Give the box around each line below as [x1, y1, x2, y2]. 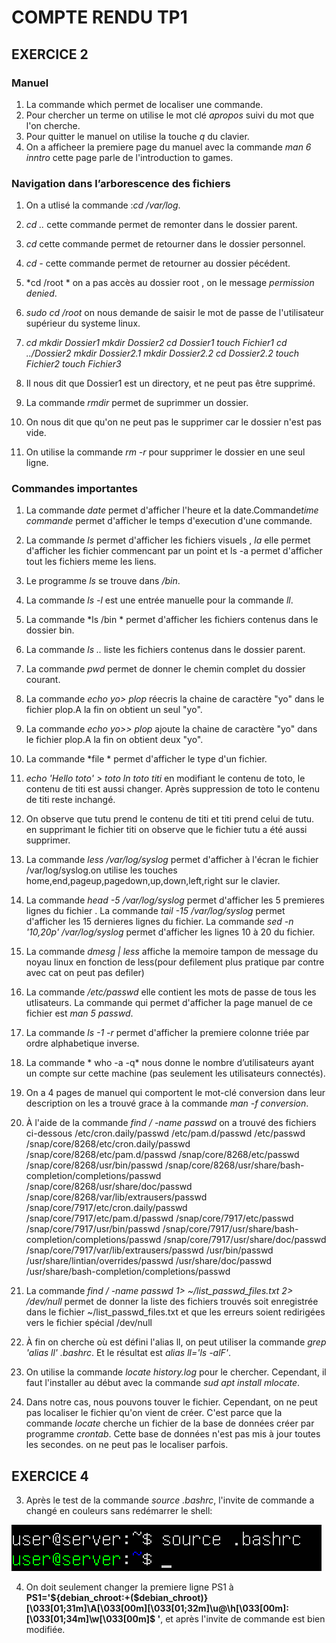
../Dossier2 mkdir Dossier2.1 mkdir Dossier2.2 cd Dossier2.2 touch [25, 347, 300, 360]
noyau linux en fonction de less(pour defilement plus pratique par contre [25, 956, 325, 968]
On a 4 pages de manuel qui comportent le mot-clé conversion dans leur [25, 1087, 326, 1099]
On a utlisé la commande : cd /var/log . [25, 199, 181, 211]
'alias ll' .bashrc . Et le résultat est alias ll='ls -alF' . [25, 1347, 232, 1359]
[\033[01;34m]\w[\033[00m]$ [25, 1613, 156, 1625]
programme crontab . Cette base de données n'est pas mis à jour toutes [25, 1428, 321, 1440]
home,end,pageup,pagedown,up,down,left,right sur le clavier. [25, 875, 281, 887]
